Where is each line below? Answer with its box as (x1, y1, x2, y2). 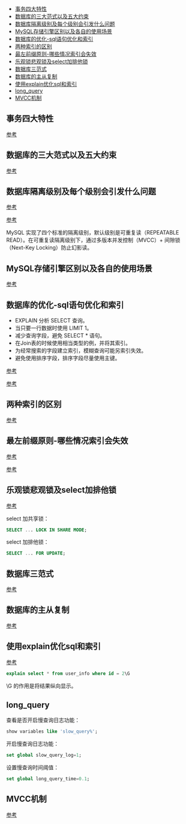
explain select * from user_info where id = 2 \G (6, 670, 130, 677)
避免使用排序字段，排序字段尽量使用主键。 (14, 354, 121, 362)
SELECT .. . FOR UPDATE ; (6, 550, 66, 556)
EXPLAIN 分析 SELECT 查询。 (14, 317, 88, 324)
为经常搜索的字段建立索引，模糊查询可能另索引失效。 (14, 347, 147, 354)
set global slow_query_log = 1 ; (6, 752, 82, 758)
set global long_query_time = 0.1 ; (6, 776, 90, 782)
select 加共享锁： (6, 515, 49, 522)
